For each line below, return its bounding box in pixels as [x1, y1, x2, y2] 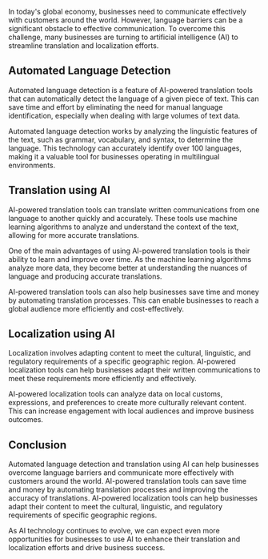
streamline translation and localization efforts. [8, 41, 159, 50]
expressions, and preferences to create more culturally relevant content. [8, 398, 246, 408]
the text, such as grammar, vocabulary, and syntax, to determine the [8, 135, 234, 144]
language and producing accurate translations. [8, 271, 162, 281]
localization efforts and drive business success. [8, 543, 166, 553]
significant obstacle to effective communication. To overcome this [8, 24, 226, 33]
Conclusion [8, 438, 67, 452]
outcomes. [8, 415, 44, 424]
